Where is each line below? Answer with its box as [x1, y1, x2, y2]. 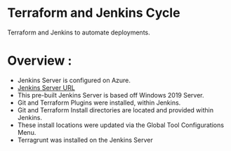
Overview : [7, 53, 72, 69]
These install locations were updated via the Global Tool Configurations [17, 121, 225, 129]
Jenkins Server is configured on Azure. [17, 76, 131, 84]
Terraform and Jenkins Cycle [7, 5, 180, 21]
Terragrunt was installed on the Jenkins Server [17, 136, 153, 144]
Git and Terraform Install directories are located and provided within [17, 105, 214, 114]
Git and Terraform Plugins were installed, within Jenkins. [17, 98, 181, 107]
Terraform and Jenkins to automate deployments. [7, 28, 150, 37]
